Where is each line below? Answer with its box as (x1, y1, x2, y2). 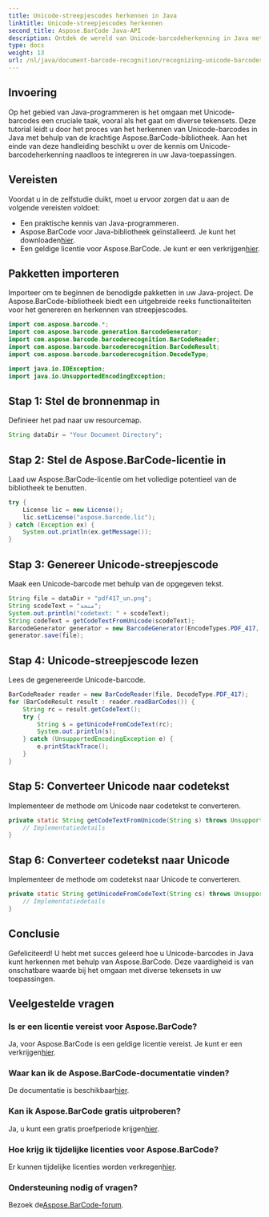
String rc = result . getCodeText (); (22, 705, 142, 713)
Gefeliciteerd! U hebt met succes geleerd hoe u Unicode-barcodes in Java (8, 948, 254, 958)
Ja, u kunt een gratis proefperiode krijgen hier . (8, 1123, 160, 1133)
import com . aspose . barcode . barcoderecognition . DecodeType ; (8, 350, 210, 358)
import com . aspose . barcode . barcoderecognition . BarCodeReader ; (8, 335, 220, 344)
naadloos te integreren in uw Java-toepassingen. (74, 150, 237, 159)
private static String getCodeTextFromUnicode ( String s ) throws (8, 816, 227, 824)
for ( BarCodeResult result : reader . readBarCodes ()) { (8, 698, 195, 706)
